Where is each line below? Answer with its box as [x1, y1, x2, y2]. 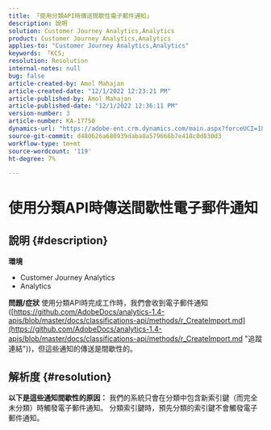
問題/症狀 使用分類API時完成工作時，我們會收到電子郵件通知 [8, 298, 208, 308]
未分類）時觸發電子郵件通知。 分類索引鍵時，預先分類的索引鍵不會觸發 [8, 403, 244, 413]
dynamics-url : [8, 124, 56, 133]
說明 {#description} [8, 234, 109, 247]
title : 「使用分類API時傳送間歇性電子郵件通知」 [8, 11, 153, 20]
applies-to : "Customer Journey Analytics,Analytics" [8, 42, 190, 50]
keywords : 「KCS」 [8, 49, 68, 57]
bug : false [8, 72, 45, 80]
